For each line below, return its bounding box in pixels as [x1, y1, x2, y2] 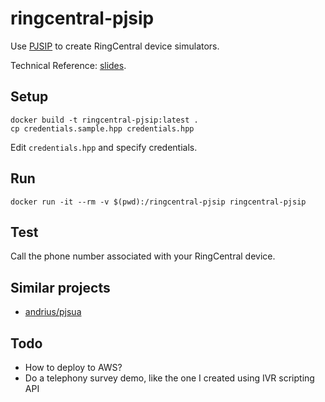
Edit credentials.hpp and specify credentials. [10, 141, 198, 153]
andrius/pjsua [24, 306, 82, 318]
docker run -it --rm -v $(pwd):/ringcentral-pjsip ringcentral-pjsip [10, 197, 307, 207]
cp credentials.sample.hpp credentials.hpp [10, 123, 195, 134]
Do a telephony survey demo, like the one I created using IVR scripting [24, 372, 315, 384]
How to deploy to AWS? [24, 362, 123, 373]
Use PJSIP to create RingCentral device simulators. [10, 40, 220, 52]
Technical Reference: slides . [10, 59, 127, 71]
